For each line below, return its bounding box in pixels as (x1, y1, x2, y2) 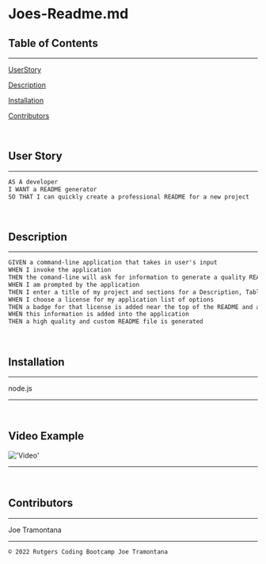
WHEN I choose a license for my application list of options (8, 296, 215, 303)
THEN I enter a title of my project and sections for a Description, (8, 288, 243, 296)
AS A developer (8, 178, 59, 186)
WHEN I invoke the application (8, 266, 112, 274)
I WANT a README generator (8, 185, 97, 193)
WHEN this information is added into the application (8, 311, 190, 319)
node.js (8, 383, 33, 393)
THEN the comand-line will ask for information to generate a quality (8, 273, 246, 281)
